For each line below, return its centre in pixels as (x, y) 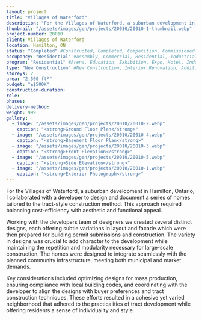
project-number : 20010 (35, 34)
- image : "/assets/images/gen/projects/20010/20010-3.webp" (88, 146)
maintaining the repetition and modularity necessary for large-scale (90, 248)
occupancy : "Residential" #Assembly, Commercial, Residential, (87, 57)
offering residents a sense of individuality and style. (70, 310)
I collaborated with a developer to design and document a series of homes (98, 197)
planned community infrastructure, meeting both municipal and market (94, 260)
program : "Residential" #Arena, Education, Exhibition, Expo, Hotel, (95, 62)
